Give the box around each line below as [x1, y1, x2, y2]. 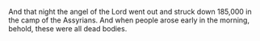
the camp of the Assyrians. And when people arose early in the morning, [8, 15, 250, 25]
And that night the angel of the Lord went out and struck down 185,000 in [8, 7, 252, 16]
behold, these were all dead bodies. [8, 24, 128, 33]
